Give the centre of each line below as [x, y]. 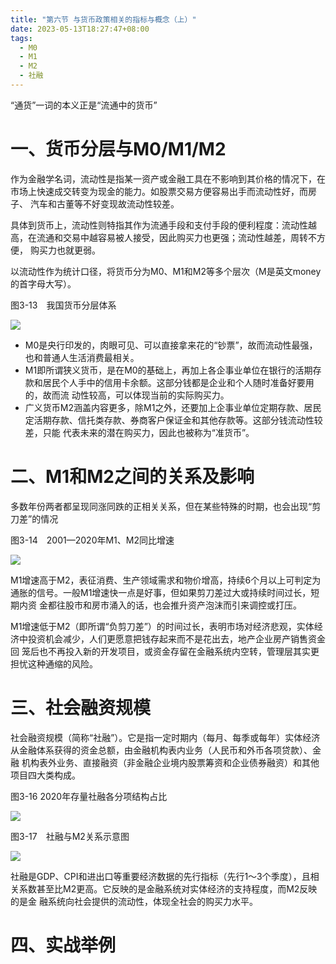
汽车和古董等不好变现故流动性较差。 [104, 203]
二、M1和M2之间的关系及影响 [132, 477]
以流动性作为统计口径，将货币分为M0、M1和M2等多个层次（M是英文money [166, 271]
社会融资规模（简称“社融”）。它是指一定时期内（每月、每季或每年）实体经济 [165, 737]
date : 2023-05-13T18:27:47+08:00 [80, 29]
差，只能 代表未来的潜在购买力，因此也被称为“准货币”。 [139, 432]
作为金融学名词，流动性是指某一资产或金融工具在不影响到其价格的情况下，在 [168, 178]
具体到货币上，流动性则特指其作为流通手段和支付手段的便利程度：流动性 [159, 225]
